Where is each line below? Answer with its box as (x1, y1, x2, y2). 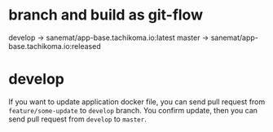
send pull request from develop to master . (8, 114, 147, 124)
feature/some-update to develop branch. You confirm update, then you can (8, 105, 258, 115)
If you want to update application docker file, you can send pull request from (8, 96, 266, 107)
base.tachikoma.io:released (8, 41, 101, 51)
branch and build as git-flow (8, 6, 204, 24)
